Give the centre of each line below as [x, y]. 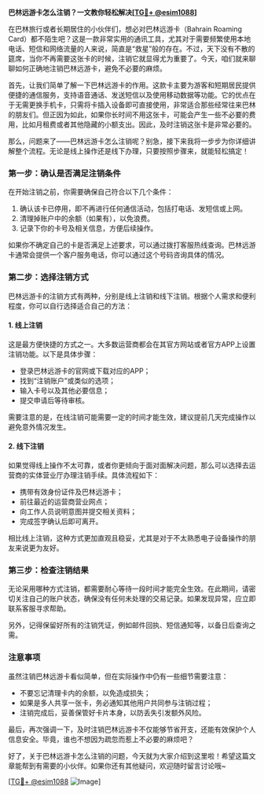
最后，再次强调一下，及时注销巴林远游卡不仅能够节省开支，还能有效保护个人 [132, 729]
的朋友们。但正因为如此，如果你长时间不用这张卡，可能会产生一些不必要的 [128, 114]
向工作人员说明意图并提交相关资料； [78, 511]
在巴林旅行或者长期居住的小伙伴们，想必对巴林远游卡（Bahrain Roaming [125, 29]
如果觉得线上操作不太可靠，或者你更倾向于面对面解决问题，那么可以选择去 [128, 465]
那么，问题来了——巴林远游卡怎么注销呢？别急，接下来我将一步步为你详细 [128, 141]
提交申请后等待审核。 [54, 400]
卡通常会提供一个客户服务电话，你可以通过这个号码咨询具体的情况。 [118, 255]
